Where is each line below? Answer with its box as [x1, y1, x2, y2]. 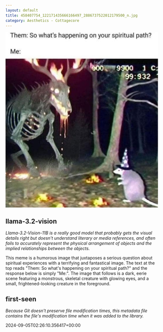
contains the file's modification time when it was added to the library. [5, 313, 144, 319]
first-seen [5, 295, 37, 303]
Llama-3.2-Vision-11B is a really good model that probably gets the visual [5, 230, 152, 236]
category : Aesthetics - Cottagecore [5, 18, 79, 23]
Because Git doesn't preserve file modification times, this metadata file [5, 308, 148, 314]
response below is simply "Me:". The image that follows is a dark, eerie [5, 270, 147, 277]
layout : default [5, 8, 38, 13]
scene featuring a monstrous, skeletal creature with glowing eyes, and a [5, 276, 149, 281]
